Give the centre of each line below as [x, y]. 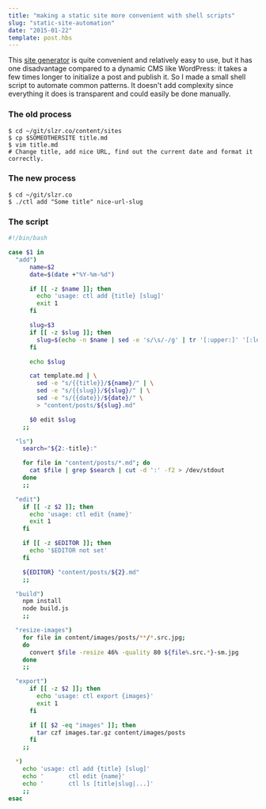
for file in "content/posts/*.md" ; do [86, 463]
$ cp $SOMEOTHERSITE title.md [58, 138]
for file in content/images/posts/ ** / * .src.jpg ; [104, 637]
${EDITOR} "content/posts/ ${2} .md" [81, 572]
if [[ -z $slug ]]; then [70, 332]
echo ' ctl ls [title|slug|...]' [88, 784]
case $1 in [26, 253]
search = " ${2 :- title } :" [60, 448]
